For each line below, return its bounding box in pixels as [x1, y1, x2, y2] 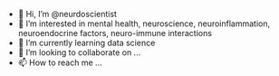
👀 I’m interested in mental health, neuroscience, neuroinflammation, [17, 18, 270, 29]
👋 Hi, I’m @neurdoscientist [17, 9, 118, 19]
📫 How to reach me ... [17, 57, 102, 68]
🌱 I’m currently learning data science [17, 37, 156, 48]
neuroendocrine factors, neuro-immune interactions [17, 28, 213, 38]
